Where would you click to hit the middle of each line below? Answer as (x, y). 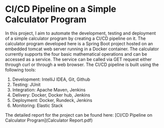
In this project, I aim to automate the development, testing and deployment (81, 33)
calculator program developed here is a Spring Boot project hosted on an (79, 43)
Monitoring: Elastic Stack (37, 105)
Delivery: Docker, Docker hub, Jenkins (51, 95)
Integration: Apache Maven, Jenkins (49, 90)
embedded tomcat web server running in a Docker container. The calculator (82, 49)
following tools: (20, 69)
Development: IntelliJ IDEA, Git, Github (51, 79)
